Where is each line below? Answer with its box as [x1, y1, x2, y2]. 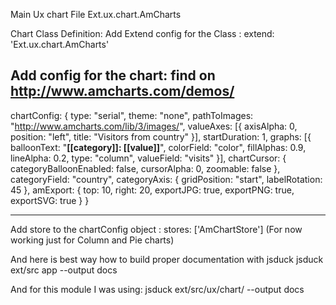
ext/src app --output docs [10, 264, 118, 276]
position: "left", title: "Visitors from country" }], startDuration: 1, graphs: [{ [10, 130, 312, 143]
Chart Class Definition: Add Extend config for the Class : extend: [10, 28, 275, 39]
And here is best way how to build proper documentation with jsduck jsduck [10, 253, 324, 265]
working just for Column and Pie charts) [10, 234, 175, 246]
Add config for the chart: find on [10, 67, 216, 84]
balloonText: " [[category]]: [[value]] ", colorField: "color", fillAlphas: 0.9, [10, 141, 307, 153]
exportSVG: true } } [10, 194, 90, 206]
